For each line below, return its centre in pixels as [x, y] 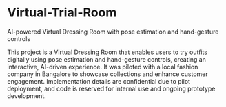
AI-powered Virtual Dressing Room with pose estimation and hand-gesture [113, 32]
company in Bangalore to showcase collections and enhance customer [107, 74]
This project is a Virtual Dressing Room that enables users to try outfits [107, 52]
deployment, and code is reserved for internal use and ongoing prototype [111, 88]
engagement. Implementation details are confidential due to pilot [99, 81]
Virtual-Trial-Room [62, 13]
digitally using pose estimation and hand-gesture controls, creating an [107, 59]
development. [27, 96]
